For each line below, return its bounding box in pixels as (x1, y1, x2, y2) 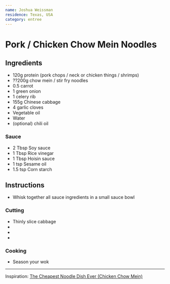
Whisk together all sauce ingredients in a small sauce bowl (12, 194, 135, 200)
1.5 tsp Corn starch (12, 166, 52, 172)
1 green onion (12, 88, 41, 94)
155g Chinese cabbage (12, 99, 61, 105)
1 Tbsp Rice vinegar (12, 150, 54, 156)
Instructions (5, 181, 45, 190)
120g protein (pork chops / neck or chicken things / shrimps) (12, 72, 139, 78)
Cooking (5, 247, 27, 254)
